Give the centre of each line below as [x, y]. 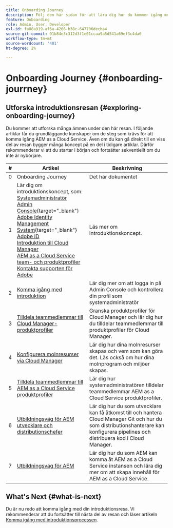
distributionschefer [40, 432]
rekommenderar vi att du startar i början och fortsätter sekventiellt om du [83, 150]
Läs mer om [104, 227]
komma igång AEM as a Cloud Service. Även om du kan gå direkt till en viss [85, 139]
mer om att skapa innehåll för [124, 472]
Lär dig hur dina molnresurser [125, 344]
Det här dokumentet [113, 176]
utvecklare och [35, 425]
